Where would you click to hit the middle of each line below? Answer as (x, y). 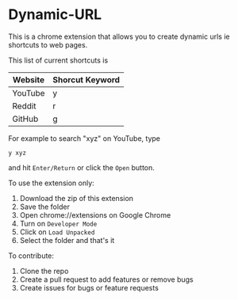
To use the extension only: (52, 183)
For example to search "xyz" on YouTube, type (84, 138)
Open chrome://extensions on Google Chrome (95, 215)
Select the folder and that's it (67, 240)
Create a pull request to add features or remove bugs (106, 279)
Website (29, 79)
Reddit (25, 106)
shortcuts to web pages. (48, 44)
